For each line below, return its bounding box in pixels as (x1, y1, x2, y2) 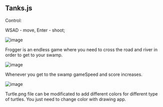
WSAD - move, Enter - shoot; (5, 27, 65, 33)
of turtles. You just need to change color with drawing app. (5, 96, 126, 102)
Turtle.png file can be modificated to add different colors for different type (5, 90, 158, 97)
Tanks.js (5, 4, 32, 13)
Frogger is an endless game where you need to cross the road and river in (5, 46, 157, 52)
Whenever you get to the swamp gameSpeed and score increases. (5, 71, 142, 77)
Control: (5, 17, 22, 23)
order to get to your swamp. (5, 52, 63, 58)
